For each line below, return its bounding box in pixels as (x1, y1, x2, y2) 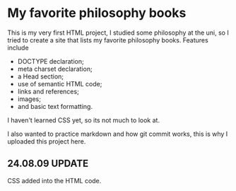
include (7, 43, 30, 52)
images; (17, 94, 41, 103)
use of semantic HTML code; (17, 79, 102, 88)
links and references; (17, 87, 79, 95)
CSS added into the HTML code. (7, 176, 102, 185)
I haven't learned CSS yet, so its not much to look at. (7, 115, 160, 125)
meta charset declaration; (17, 64, 93, 73)
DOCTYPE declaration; (17, 57, 84, 65)
